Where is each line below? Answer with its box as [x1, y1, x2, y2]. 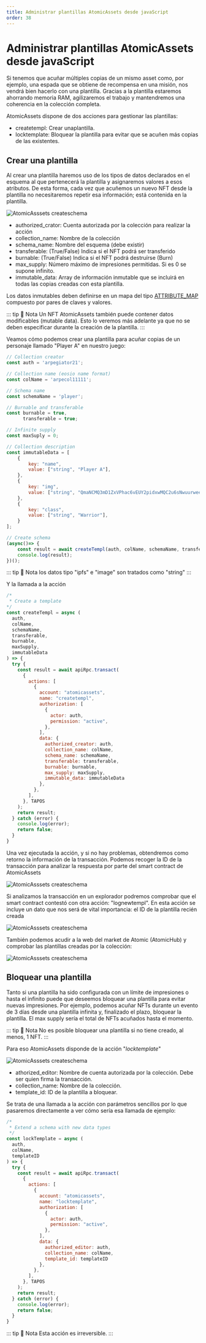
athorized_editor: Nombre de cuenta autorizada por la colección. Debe [15, 1068, 194, 1076]
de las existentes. [15, 138, 60, 145]
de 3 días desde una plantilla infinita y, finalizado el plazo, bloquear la [6, 1008, 182, 1016]
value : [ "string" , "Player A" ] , [28, 466, 112, 473]
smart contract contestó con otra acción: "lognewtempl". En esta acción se [6, 899, 196, 906]
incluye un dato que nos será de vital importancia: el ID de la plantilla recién [6, 906, 197, 913]
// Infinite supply [6, 427, 56, 433]
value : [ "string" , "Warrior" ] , [28, 512, 109, 519]
